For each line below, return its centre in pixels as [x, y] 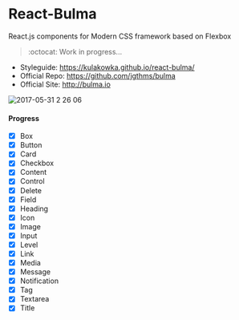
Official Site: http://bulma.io [65, 84]
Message [35, 272]
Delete [31, 190]
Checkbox [37, 163]
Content [33, 172]
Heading [34, 209]
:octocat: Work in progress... [75, 51]
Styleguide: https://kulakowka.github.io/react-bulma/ [107, 67]
